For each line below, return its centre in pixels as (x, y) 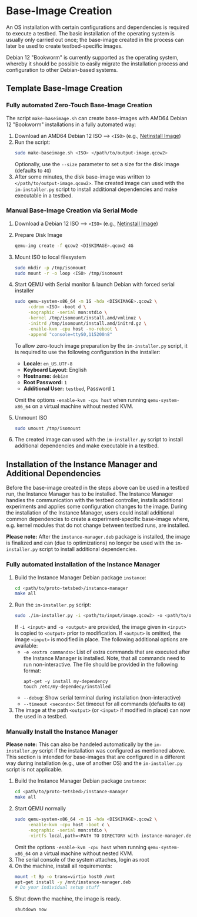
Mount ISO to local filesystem (50, 257)
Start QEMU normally (40, 809)
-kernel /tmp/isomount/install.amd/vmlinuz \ (85, 318)
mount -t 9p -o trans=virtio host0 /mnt (65, 876)
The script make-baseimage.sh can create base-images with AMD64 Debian (97, 118)
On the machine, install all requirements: (63, 866)
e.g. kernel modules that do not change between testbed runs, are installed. (98, 525)
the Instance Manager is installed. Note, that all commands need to (104, 658)
